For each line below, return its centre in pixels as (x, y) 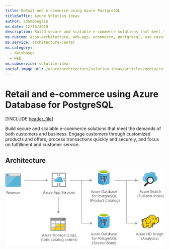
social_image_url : (24, 69)
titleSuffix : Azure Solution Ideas (43, 16)
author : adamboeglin (27, 21)
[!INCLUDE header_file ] (29, 119)
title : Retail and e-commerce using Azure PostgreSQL (63, 11)
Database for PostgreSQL (59, 105)
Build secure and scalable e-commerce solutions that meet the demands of (83, 129)
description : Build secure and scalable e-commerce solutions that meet (83, 32)
